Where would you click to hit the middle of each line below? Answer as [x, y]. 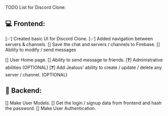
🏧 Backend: [24, 91]
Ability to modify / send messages [41, 50]
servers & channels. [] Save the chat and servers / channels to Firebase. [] [83, 44]
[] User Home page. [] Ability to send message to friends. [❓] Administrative [84, 60]
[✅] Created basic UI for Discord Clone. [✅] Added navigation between [79, 38]
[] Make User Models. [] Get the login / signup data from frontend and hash [83, 103]
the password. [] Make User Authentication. [51, 108]
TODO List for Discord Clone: [35, 7]
